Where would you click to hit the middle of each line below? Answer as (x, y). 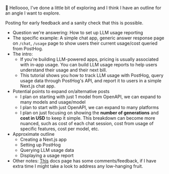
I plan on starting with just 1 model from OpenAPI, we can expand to (91, 97)
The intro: (22, 54)
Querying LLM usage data (47, 150)
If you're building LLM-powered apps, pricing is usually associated (89, 59)
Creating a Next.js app (43, 139)
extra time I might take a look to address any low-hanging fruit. (78, 166)
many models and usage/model (53, 102)
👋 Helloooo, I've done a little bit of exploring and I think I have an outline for (83, 8)
